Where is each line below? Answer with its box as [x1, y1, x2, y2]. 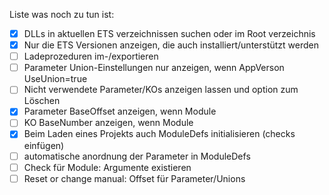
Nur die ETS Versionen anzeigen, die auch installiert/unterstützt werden [23, 39, 319, 51]
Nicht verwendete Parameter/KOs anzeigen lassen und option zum [23, 84, 299, 96]
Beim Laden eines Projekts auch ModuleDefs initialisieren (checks [23, 128, 296, 140]
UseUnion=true [23, 73, 88, 85]
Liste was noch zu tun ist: [9, 9, 115, 20]
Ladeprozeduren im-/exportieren [23, 50, 159, 63]
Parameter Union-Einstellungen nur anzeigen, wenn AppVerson [23, 62, 285, 74]
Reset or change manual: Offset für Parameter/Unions [23, 172, 246, 184]
